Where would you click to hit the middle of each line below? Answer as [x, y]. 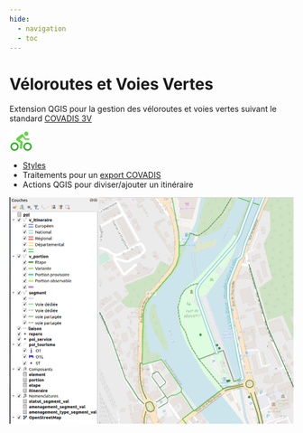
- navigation [42, 28]
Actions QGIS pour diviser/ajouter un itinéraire [108, 184]
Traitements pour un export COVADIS [92, 175]
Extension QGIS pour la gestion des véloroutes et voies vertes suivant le [143, 109]
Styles [34, 165]
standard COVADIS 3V [51, 118]
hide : [19, 19]
